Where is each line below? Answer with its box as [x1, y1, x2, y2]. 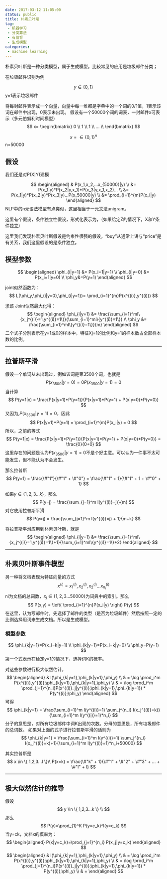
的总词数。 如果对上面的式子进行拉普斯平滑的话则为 [5, 727, 111, 732]
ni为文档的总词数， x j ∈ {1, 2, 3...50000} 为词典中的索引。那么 [5, 593, 129, 600]
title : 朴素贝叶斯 [5, 16, 40, 21]
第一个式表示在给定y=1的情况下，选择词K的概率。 [5, 656, 107, 662]
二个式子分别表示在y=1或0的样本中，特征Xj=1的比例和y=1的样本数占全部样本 [5, 330, 162, 336]
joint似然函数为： [5, 285, 41, 291]
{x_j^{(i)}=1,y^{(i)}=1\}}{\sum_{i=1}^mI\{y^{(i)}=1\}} [20, 316, 123, 322]
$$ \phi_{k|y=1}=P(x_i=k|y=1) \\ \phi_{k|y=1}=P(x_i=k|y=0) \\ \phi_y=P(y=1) [8, 642, 159, 648]
